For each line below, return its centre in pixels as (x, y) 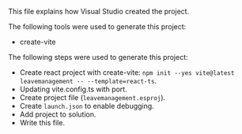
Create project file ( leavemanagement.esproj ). (93, 97)
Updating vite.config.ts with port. (74, 89)
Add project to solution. (58, 114)
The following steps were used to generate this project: (98, 57)
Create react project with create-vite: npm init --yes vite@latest (127, 73)
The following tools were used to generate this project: (97, 26)
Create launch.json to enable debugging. (87, 106)
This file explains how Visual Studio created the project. (99, 11)
